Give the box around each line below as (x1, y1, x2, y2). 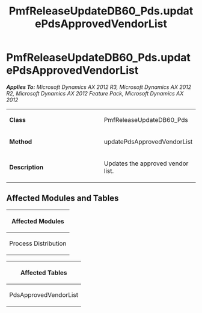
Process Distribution (9, 239, 67, 248)
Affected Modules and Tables (6, 193, 119, 204)
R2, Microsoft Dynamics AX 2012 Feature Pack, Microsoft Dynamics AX (6, 90, 184, 97)
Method (9, 137, 32, 145)
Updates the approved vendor (104, 159, 189, 168)
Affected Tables (20, 269, 67, 277)
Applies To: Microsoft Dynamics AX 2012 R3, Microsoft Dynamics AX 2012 (6, 83, 192, 91)
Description (9, 163, 44, 171)
